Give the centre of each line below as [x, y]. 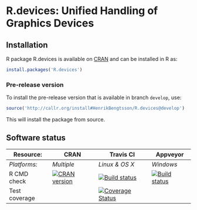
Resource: [28, 154]
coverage [22, 198]
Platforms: [23, 164]
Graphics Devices [50, 23]
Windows [164, 164]
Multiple [63, 164]
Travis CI [122, 154]
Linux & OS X [116, 164]
